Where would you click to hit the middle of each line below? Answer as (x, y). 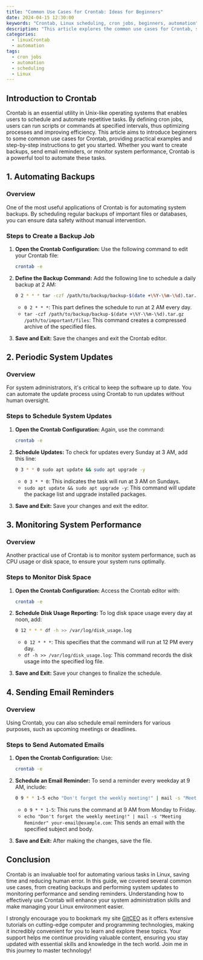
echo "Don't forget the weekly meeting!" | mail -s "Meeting (102, 817)
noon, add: (28, 620)
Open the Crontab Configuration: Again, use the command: (90, 429)
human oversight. (28, 401)
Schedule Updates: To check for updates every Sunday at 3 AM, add (101, 452)
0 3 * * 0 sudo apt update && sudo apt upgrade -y (80, 470)
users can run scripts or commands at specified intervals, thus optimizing (98, 126)
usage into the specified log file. (64, 662)
